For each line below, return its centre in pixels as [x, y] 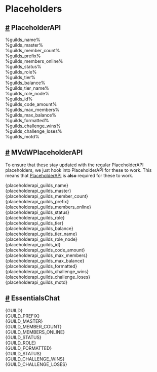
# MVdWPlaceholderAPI [44, 153]
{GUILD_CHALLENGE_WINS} [35, 359]
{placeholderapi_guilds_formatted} [41, 266]
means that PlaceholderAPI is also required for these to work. [69, 175]
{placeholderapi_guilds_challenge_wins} [47, 271]
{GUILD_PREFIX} [23, 316]
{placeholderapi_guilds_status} [37, 212]
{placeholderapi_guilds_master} [38, 191]
